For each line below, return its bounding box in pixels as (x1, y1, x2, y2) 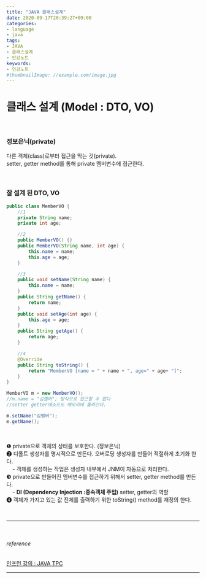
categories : (6, 20, 37, 26)
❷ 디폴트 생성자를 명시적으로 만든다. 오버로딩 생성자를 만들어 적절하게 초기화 (6, 449, 190, 457)
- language (6, 26, 34, 33)
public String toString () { (17, 362, 89, 368)
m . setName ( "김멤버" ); (6, 413, 58, 419)
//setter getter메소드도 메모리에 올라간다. (6, 402, 107, 408)
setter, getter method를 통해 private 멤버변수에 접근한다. (6, 160, 144, 168)
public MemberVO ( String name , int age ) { (17, 243, 124, 249)
